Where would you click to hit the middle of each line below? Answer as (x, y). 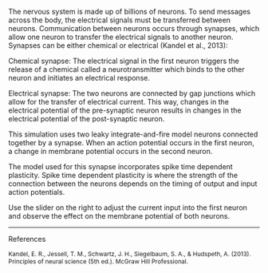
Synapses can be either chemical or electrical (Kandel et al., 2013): (118, 45)
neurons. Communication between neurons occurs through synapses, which (134, 28)
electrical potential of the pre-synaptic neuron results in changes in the (125, 110)
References (27, 239)
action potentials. (37, 192)
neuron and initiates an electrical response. (79, 78)
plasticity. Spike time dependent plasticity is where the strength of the (123, 175)
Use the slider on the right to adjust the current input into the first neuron (128, 208)
